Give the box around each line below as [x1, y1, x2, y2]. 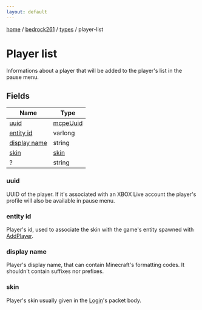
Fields [6, 90, 30, 101]
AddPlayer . [6, 232, 33, 240]
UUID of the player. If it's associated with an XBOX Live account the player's [6, 190, 197, 198]
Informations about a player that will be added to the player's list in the [6, 67, 183, 74]
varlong [53, 129, 75, 137]
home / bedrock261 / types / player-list [6, 25, 104, 33]
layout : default [6, 8, 47, 15]
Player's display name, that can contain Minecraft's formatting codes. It [6, 261, 185, 269]
